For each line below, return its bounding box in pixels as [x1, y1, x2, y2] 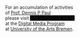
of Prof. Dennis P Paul [5, 10, 51, 16]
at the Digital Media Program [5, 20, 65, 26]
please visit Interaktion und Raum [5, 15, 75, 21]
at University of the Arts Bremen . [5, 26, 74, 32]
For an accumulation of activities [5, 5, 73, 10]
